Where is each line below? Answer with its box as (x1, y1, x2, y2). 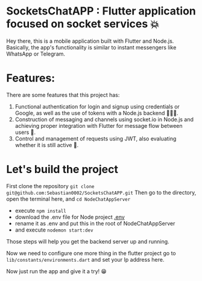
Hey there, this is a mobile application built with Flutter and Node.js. (6, 37, 174, 45)
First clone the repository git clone (6, 182, 95, 189)
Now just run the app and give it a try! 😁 (6, 267, 107, 275)
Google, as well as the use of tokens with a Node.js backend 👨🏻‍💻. (14, 109, 179, 116)
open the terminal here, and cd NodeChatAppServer (6, 195, 131, 203)
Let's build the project (6, 163, 119, 176)
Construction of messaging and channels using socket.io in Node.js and (14, 116, 194, 123)
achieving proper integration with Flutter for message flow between (14, 122, 183, 129)
